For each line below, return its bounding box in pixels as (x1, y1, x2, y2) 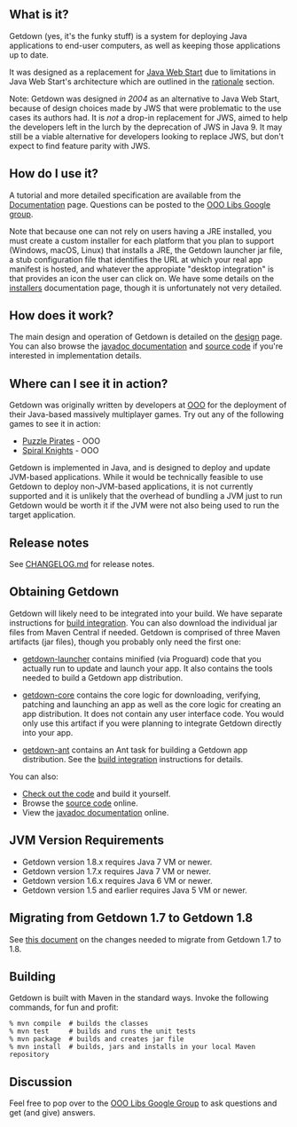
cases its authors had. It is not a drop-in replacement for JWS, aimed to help (9, 112, 288, 122)
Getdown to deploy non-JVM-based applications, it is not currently (9, 481, 254, 492)
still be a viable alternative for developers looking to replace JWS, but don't (9, 130, 284, 141)
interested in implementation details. (9, 351, 142, 361)
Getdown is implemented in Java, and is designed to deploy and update (9, 462, 270, 473)
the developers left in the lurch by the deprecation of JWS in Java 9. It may (9, 122, 283, 132)
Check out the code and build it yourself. (21, 788, 171, 799)
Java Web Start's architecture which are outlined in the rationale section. (9, 75, 275, 87)
